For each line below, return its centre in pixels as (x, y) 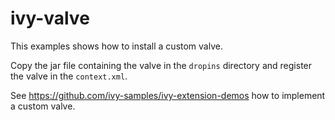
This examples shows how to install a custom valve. (116, 46)
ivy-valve (50, 18)
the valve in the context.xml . (69, 76)
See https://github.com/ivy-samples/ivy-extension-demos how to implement (168, 95)
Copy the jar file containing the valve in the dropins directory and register (161, 65)
